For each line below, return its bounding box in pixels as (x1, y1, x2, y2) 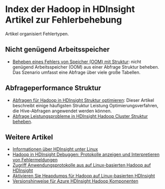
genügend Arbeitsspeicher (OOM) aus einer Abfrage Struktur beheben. (12, 64, 159, 70)
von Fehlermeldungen (12, 157, 58, 163)
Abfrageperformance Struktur (5, 84, 101, 92)
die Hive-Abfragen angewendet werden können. (12, 108, 112, 114)
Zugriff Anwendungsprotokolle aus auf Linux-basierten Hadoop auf (12, 162, 151, 168)
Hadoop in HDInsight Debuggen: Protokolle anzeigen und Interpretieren (12, 151, 160, 157)
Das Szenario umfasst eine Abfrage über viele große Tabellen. (12, 69, 141, 75)
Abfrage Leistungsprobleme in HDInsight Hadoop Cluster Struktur (12, 113, 148, 119)
